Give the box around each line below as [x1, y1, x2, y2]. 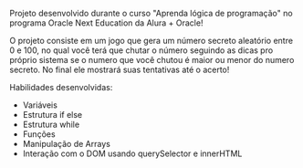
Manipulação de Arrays [22, 139, 111, 149]
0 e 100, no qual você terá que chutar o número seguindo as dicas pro [9, 45, 274, 56]
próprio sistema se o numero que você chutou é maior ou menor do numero [9, 55, 295, 65]
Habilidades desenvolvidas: [9, 82, 113, 92]
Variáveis [22, 100, 57, 110]
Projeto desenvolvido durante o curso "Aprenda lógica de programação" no [9, 8, 294, 18]
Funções [22, 129, 57, 140]
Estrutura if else [22, 110, 83, 120]
